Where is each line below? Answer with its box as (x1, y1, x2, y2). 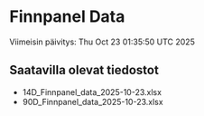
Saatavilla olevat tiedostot (9, 63, 160, 78)
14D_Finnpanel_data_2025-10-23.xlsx (22, 86, 162, 97)
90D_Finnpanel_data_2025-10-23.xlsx (22, 96, 164, 107)
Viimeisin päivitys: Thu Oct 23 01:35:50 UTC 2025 (9, 36, 196, 47)
